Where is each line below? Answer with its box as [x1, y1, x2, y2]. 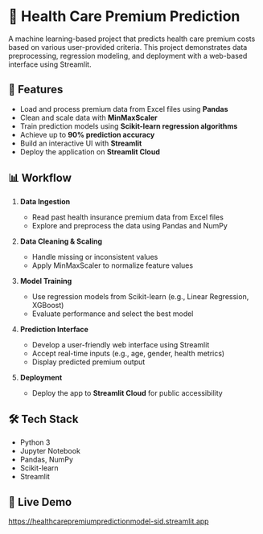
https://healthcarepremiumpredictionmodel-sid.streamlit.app [8, 516, 209, 526]
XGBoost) [31, 300, 64, 310]
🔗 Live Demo [8, 495, 72, 509]
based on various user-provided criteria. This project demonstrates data [8, 42, 248, 51]
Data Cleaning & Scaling [19, 236, 103, 246]
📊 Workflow [8, 171, 72, 185]
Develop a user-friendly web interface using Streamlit [31, 339, 210, 349]
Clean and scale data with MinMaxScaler [19, 113, 158, 122]
